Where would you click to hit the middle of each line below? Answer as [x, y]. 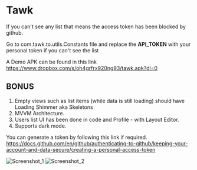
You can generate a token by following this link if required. [77, 137]
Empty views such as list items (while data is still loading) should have [99, 101]
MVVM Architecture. [40, 113]
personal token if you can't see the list [52, 50]
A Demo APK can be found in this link [52, 62]
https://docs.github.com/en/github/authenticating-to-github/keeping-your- [97, 143]
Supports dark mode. [40, 126]
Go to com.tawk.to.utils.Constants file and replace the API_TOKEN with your [98, 44]
